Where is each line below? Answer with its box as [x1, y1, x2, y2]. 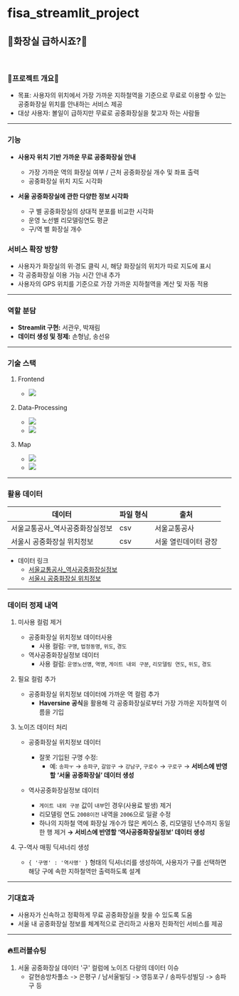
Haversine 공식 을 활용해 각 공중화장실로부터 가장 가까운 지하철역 [38, 699, 220, 708]
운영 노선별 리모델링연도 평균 [28, 216, 109, 224]
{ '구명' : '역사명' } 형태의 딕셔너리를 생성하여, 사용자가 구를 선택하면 [28, 858, 227, 866]
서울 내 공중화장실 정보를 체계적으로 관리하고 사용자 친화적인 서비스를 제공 [17, 920, 223, 928]
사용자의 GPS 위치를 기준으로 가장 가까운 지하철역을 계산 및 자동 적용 [17, 279, 209, 288]
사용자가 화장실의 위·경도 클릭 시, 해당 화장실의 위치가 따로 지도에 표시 [17, 261, 211, 270]
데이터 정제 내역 [7, 600, 58, 610]
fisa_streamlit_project [7, 5, 139, 21]
